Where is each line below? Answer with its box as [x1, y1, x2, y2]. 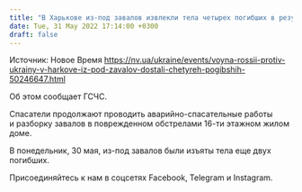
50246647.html [9, 74, 66, 85]
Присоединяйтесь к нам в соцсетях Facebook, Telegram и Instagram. [9, 172, 273, 183]
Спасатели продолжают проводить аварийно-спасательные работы [9, 109, 273, 120]
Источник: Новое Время [9, 55, 102, 66]
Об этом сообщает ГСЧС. [9, 91, 108, 102]
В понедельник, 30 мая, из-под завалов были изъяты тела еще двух [9, 145, 271, 156]
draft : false [9, 30, 58, 39]
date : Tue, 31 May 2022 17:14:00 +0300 [9, 22, 159, 31]
